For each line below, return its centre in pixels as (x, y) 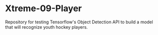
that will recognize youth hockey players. (47, 27)
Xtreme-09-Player (43, 9)
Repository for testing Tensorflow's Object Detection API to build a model (79, 22)
